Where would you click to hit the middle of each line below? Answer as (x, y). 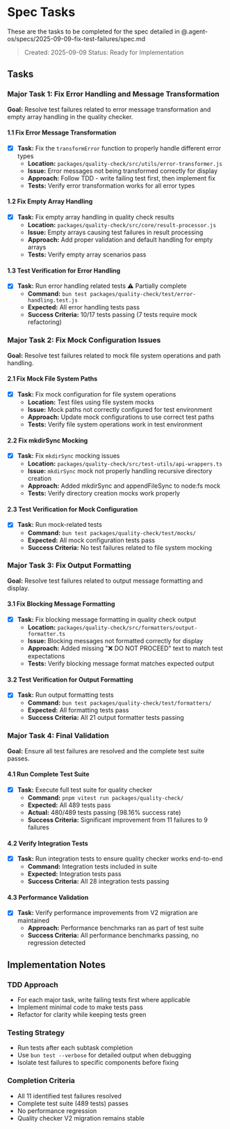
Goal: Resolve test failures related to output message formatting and (105, 581)
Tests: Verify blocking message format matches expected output (121, 663)
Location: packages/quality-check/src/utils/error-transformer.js (125, 163)
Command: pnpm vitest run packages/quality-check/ (106, 797)
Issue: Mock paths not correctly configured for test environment (120, 409)
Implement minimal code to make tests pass (80, 1007)
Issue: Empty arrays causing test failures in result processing (115, 232)
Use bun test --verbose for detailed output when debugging (104, 1055)
